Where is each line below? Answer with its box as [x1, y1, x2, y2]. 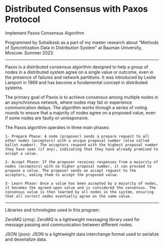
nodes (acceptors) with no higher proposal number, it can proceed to [5, 164, 152, 169]
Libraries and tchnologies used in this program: [5, 207, 100, 213]
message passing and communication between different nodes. [5, 222, 133, 227]
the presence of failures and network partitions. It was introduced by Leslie [5, 74, 156, 80]
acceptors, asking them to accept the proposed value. [5, 172, 119, 177]
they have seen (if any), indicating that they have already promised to [5, 147, 159, 152]
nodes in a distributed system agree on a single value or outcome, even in [5, 69, 154, 75]
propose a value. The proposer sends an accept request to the [5, 168, 137, 173]
